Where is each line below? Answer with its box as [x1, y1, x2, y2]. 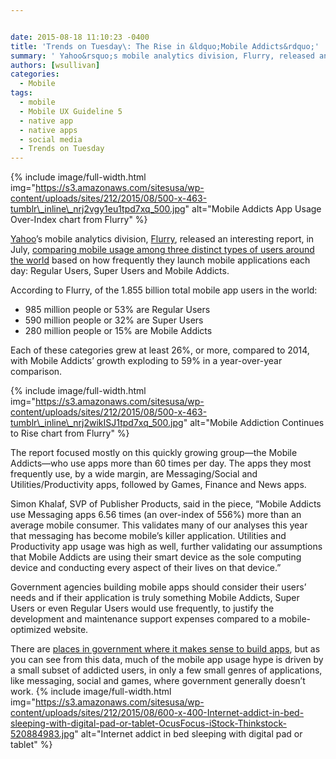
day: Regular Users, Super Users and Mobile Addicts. [10, 265, 230, 277]
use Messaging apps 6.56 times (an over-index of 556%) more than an [10, 509, 302, 521]
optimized [10, 624, 52, 636]
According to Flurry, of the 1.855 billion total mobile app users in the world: [10, 284, 318, 296]
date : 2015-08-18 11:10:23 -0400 [10, 32, 150, 42]
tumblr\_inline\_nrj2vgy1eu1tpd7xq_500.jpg [10, 203, 186, 215]
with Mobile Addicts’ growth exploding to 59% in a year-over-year [10, 355, 283, 367]
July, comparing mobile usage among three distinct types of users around [10, 244, 315, 256]
